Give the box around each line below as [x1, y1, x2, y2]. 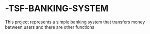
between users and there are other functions [5, 24, 95, 30]
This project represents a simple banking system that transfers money [5, 19, 145, 25]
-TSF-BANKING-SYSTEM [5, 3, 109, 14]
